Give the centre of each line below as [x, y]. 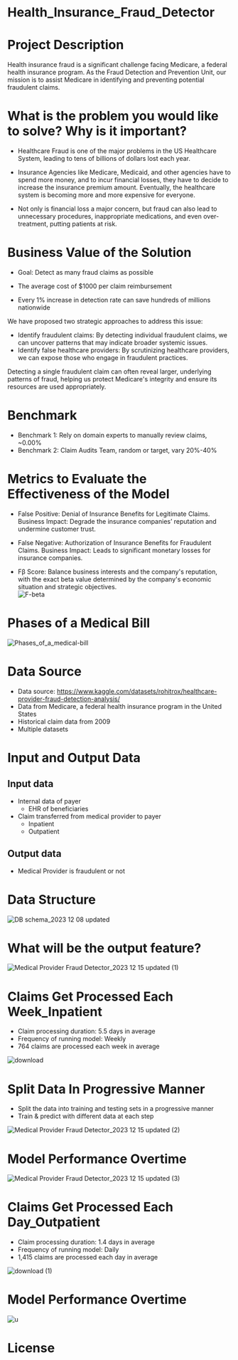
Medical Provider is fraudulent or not [71, 871]
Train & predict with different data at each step [86, 1116]
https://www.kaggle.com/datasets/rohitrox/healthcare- [137, 691]
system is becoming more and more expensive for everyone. [106, 195]
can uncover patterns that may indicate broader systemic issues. [113, 343]
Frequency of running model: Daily [68, 1250]
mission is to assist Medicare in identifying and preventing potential [106, 80]
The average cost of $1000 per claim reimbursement [94, 286]
